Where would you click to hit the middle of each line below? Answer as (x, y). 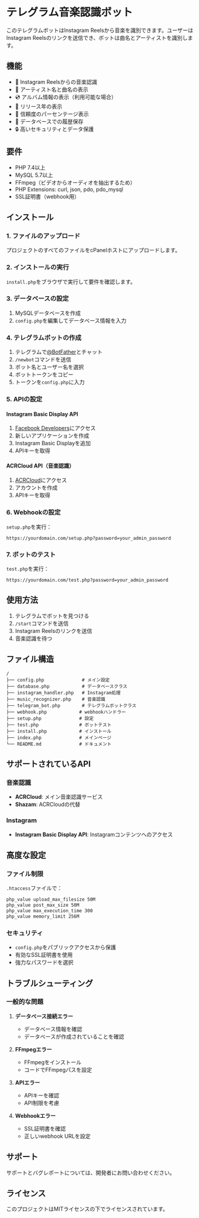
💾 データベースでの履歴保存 (49, 121)
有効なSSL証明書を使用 (44, 955)
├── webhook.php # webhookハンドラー (66, 712)
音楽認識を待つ (33, 638)
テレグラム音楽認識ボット (70, 12)
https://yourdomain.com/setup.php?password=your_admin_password (89, 538)
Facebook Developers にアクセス (55, 428)
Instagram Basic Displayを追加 (53, 443)
